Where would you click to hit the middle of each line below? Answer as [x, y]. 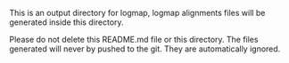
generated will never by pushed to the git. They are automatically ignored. [145, 49]
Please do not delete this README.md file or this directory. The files [134, 39]
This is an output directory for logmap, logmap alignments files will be [137, 13]
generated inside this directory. [66, 22]
